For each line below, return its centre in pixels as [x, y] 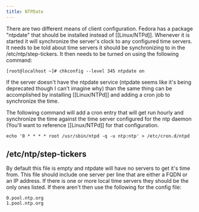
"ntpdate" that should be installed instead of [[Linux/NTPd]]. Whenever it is [98, 35]
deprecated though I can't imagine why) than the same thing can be [89, 88]
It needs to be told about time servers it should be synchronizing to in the [96, 48]
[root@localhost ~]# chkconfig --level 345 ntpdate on [75, 71]
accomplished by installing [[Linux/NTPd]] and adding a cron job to [88, 94]
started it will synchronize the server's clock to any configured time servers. [99, 41]
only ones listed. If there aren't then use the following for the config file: [94, 187]
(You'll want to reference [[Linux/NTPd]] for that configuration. [83, 125]
